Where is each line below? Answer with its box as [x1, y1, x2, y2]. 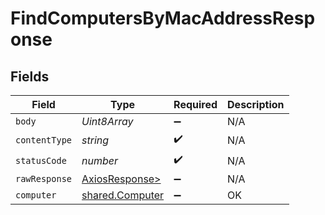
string [81, 133, 110, 147]
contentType [15, 134, 73, 146]
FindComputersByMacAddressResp [10, 7, 316, 30]
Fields [10, 68, 50, 85]
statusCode [15, 155, 67, 166]
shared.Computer [81, 188, 165, 202]
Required [173, 98, 218, 111]
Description [227, 98, 285, 111]
